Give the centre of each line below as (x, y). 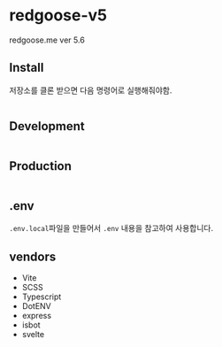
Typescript (42, 297)
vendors (33, 256)
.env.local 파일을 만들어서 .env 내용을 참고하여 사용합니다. (111, 228)
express (36, 316)
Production (41, 166)
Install (27, 68)
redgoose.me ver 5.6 (47, 40)
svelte (33, 334)
